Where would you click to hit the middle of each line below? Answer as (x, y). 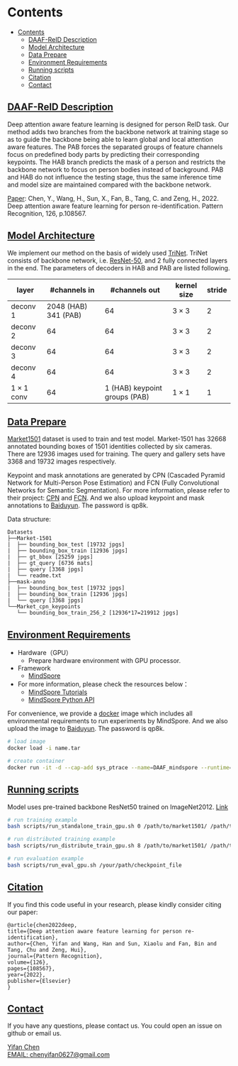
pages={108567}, (31, 968)
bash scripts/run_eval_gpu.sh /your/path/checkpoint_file (95, 865)
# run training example (42, 820)
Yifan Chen (24, 1047)
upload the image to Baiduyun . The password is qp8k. (86, 729)
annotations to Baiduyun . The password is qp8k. (78, 505)
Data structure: (29, 520)
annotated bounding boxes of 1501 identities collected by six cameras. (110, 446)
